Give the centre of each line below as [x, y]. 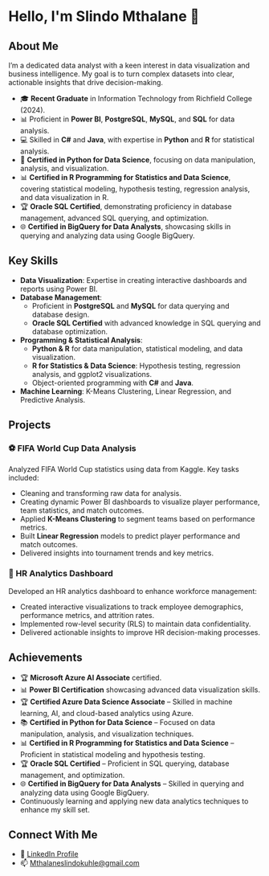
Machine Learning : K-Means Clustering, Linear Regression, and [125, 391]
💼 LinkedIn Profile [49, 854]
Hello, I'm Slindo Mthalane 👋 [104, 16]
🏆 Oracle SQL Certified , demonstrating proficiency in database [126, 207]
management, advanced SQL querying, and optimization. [114, 218]
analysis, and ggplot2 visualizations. [92, 374]
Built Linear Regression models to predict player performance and [130, 536]
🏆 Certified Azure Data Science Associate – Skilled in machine [126, 702]
